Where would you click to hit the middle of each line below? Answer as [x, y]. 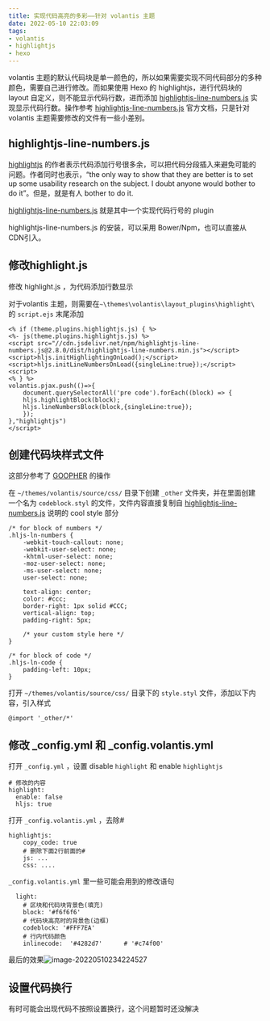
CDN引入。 [27, 237]
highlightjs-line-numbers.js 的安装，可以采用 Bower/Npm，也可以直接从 [128, 227]
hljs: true [34, 804]
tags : [17, 31]
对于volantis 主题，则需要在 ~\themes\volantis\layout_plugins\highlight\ [132, 303]
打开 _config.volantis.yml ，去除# [66, 821]
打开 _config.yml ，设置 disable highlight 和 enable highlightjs [116, 766]
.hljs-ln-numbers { [41, 536]
